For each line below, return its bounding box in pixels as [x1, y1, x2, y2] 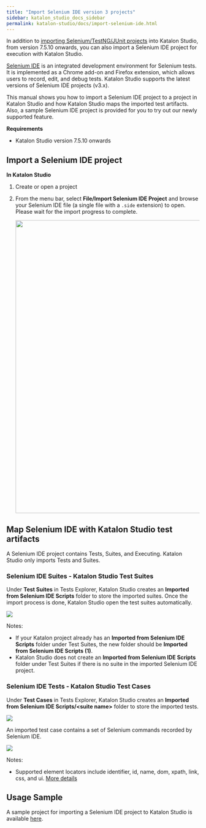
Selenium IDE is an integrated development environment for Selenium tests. [6, 62, 197, 69]
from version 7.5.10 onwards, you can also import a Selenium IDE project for [6, 44, 197, 51]
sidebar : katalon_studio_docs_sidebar [6, 15, 105, 21]
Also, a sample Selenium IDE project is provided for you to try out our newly [6, 107, 197, 114]
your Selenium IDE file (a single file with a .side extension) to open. [15, 201, 186, 209]
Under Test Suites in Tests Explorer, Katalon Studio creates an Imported [6, 586, 189, 593]
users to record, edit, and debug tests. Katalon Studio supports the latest [6, 75, 190, 83]
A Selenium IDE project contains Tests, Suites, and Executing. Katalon [6, 550, 183, 557]
